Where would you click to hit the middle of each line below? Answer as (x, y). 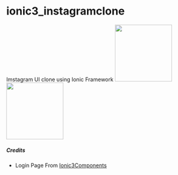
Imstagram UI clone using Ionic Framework (60, 79)
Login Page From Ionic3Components (61, 165)
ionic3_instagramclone (66, 11)
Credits (16, 150)
